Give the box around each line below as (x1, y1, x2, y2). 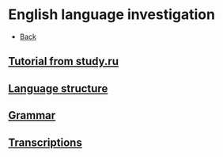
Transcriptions (8, 136, 83, 149)
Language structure (8, 82, 108, 95)
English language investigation (8, 6, 216, 24)
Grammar (8, 109, 56, 122)
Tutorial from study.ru (8, 55, 119, 68)
